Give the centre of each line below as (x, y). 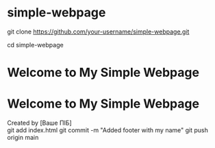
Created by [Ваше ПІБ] (39, 123)
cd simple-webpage (35, 45)
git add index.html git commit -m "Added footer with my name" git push (108, 130)
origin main (23, 138)
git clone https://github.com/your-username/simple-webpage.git (98, 32)
